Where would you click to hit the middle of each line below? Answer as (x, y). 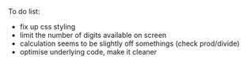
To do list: (24, 11)
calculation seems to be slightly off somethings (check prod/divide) (129, 43)
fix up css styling (47, 26)
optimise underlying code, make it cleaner (88, 52)
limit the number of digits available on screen (93, 35)
